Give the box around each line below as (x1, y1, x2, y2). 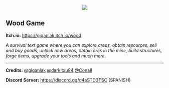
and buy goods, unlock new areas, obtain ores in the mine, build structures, (6, 47, 162, 53)
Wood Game (6, 19, 45, 28)
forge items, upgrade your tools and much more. (6, 53, 106, 59)
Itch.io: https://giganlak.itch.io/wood (6, 32, 82, 38)
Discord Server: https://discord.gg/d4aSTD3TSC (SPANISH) (6, 77, 131, 83)
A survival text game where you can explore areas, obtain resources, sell (6, 42, 157, 48)
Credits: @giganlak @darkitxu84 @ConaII (6, 67, 92, 73)
